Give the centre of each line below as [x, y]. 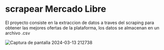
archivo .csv [18, 33]
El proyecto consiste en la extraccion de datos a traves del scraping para [80, 23]
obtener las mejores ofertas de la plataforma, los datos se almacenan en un [82, 27]
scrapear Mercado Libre [56, 9]
